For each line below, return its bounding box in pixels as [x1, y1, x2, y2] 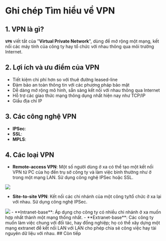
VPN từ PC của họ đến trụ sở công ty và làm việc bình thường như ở [12, 169, 152, 175]
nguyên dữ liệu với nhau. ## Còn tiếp [5, 230, 81, 236]
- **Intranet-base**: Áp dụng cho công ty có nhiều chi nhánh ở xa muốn [11, 209, 161, 215]
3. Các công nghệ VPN [5, 112, 77, 121]
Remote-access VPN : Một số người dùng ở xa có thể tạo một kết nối [12, 164, 154, 170]
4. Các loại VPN [5, 150, 54, 159]
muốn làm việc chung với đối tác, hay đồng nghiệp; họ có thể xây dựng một [5, 220, 161, 226]
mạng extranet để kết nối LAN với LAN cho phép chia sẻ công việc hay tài [5, 225, 157, 231]
